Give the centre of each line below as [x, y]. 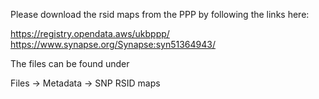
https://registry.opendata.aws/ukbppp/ [90, 33]
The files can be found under [70, 63]
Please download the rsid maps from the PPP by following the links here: [160, 14]
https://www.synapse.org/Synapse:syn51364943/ [113, 44]
